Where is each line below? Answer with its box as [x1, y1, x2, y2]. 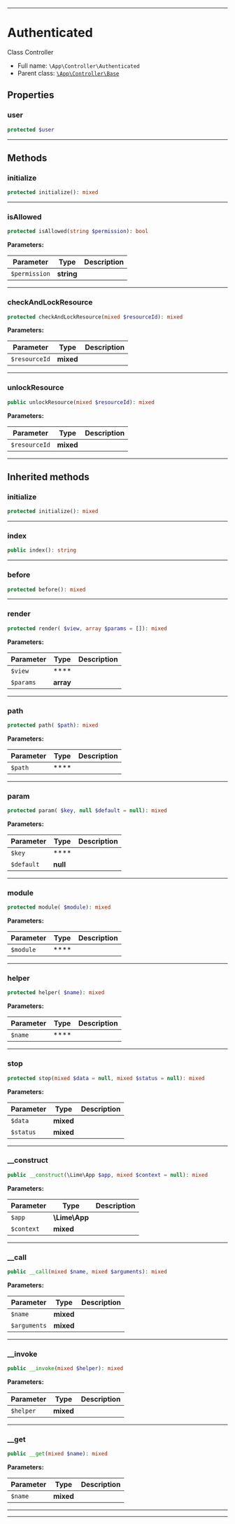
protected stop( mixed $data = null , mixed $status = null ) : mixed [7, 1075, 205, 1082]
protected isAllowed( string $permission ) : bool [7, 228, 149, 235]
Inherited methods [7, 470, 90, 483]
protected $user [7, 126, 55, 133]
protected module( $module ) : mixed [7, 904, 111, 911]
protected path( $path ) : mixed [7, 722, 99, 729]
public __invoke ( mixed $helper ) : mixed [7, 1365, 124, 1372]
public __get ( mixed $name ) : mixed [7, 1450, 108, 1457]
